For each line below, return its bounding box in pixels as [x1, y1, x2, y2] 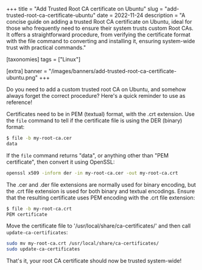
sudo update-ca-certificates [6, 246, 80, 252]
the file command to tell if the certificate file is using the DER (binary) [6, 117, 183, 124]
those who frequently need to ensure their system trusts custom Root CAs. [6, 24, 193, 32]
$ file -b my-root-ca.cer [6, 135, 72, 141]
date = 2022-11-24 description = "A [97, 12, 186, 19]
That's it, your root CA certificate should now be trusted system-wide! [6, 257, 182, 265]
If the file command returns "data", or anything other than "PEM [6, 151, 169, 159]
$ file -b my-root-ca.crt [6, 206, 72, 212]
